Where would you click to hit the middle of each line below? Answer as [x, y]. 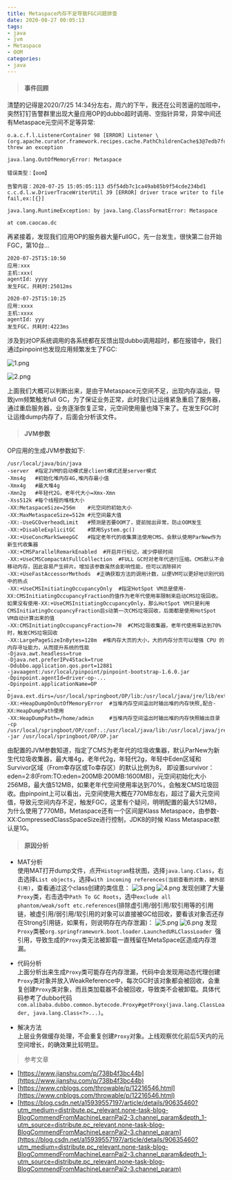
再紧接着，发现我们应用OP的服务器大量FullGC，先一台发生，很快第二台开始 [115, 236]
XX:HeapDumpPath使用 [36, 711]
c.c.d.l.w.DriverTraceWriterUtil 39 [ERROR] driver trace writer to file [116, 192]
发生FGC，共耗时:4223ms [38, 326]
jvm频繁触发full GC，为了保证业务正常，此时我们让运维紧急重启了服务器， [118, 399]
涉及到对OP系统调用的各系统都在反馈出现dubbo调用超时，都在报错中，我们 [115, 340]
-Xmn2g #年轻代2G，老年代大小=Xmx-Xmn [61, 493]
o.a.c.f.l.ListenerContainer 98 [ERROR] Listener [80, 135]
